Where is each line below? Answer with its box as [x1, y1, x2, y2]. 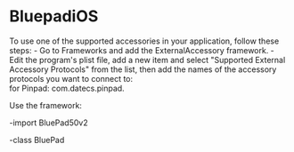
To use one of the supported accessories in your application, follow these [9, 36, 280, 46]
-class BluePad [9, 134, 65, 145]
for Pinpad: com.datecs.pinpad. [9, 83, 125, 93]
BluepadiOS [9, 6, 99, 27]
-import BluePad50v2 [9, 117, 88, 128]
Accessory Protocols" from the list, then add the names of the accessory [9, 64, 277, 75]
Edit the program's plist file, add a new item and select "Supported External [9, 54, 286, 65]
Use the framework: [9, 100, 83, 110]
